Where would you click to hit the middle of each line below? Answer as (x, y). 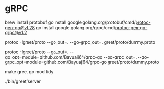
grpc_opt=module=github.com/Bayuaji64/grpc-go (56, 62)
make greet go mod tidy (29, 71)
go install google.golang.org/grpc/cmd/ (76, 27)
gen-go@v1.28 (20, 27)
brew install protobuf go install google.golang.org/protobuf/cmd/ (70, 22)
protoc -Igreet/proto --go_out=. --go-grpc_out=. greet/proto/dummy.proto (80, 42)
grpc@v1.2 (16, 32)
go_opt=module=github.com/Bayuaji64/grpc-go (54, 57)
